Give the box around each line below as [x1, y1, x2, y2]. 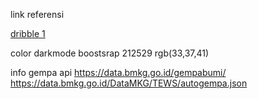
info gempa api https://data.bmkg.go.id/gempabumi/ [10, 67, 227, 78]
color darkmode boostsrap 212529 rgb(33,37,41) [10, 47, 210, 59]
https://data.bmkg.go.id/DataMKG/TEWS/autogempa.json [10, 77, 248, 89]
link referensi [10, 9, 65, 20]
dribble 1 [10, 28, 46, 39]
